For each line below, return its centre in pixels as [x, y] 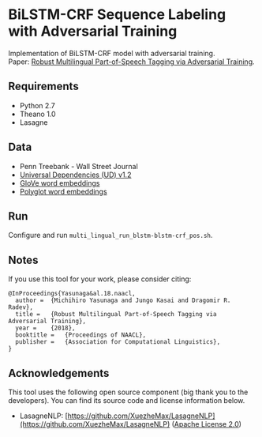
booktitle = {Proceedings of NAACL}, [81, 335]
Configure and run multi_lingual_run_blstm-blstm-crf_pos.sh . [110, 235]
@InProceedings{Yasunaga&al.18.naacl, [72, 294]
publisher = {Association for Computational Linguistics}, [118, 342]
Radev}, [21, 307]
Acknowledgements [59, 373]
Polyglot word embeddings [64, 191]
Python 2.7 [37, 105]
